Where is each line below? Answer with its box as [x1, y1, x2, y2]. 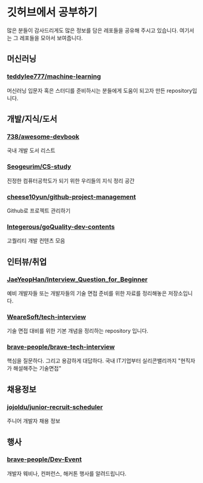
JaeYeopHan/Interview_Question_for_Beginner [7, 275, 148, 284]
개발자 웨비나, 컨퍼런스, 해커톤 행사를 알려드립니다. [7, 470, 127, 477]
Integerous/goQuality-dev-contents [7, 222, 115, 231]
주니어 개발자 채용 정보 [7, 418, 61, 425]
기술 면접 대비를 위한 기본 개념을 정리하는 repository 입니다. [7, 327, 149, 335]
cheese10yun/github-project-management [7, 192, 136, 201]
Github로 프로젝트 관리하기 [7, 207, 71, 214]
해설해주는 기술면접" [13, 365, 62, 372]
